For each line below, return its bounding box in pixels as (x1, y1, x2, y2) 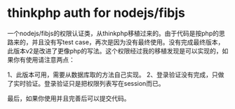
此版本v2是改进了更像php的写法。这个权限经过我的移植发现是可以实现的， (7, 46, 222, 55)
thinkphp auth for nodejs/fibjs (7, 5, 186, 21)
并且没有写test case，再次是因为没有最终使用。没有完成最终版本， (31, 37, 224, 46)
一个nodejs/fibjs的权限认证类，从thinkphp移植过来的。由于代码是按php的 (7, 29, 220, 37)
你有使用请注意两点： (13, 55, 75, 64)
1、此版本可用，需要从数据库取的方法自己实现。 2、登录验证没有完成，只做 (7, 70, 224, 79)
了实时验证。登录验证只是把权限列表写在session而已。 (7, 79, 165, 87)
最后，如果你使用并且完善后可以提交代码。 (7, 94, 130, 103)
